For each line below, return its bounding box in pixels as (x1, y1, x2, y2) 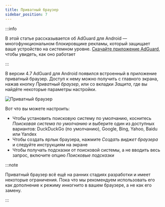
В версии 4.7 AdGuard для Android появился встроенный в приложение (5, 70, 157, 76)
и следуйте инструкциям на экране (12, 141, 88, 147)
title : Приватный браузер (5, 7, 58, 12)
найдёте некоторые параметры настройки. (5, 86, 97, 92)
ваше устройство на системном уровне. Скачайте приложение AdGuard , (5, 46, 160, 52)
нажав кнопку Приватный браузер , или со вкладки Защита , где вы (5, 81, 148, 87)
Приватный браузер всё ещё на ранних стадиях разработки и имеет (5, 171, 151, 177)
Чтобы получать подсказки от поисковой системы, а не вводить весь (12, 147, 161, 153)
